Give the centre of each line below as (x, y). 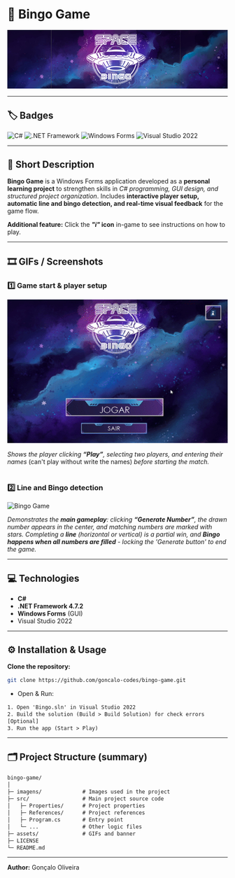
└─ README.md (26, 848)
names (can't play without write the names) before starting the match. (108, 462)
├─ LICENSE (23, 841)
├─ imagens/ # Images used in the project (89, 792)
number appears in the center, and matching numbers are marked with (110, 527)
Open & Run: (35, 694)
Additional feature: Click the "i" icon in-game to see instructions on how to (116, 225)
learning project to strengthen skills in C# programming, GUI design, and (113, 189)
